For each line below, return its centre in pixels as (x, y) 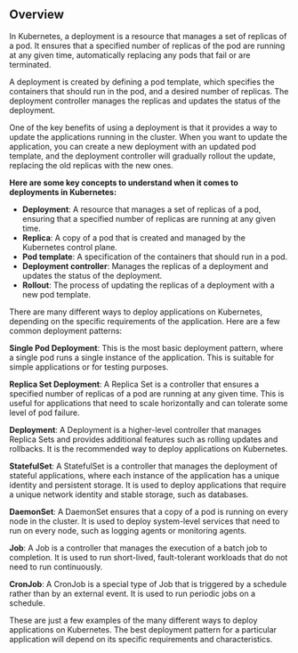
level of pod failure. (44, 412)
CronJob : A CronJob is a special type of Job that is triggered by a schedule (148, 584)
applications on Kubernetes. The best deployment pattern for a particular (143, 629)
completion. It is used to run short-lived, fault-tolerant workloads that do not (149, 557)
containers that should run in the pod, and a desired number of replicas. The (149, 91)
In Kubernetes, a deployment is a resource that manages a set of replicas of (148, 36)
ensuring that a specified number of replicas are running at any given (149, 218)
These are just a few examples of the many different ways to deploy (133, 620)
